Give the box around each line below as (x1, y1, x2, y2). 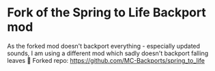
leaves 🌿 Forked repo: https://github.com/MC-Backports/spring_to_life (7, 56, 205, 64)
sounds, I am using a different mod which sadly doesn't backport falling (7, 49, 209, 57)
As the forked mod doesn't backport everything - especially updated (7, 42, 200, 50)
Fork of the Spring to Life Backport (7, 5, 206, 20)
